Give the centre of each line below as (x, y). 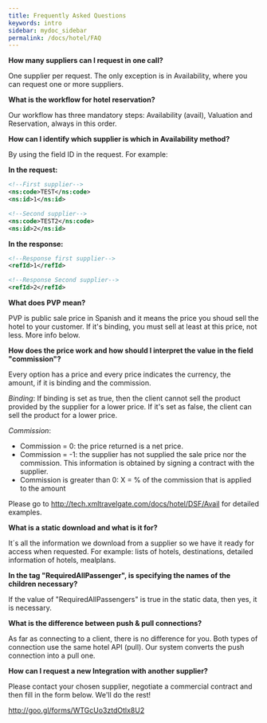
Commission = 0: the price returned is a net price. (102, 446)
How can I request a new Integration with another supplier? (108, 671)
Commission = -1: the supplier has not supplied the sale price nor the (133, 454)
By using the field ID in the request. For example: (88, 154)
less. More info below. (44, 335)
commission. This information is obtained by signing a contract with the (137, 463)
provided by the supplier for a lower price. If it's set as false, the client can (130, 406)
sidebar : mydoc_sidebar (48, 30)
